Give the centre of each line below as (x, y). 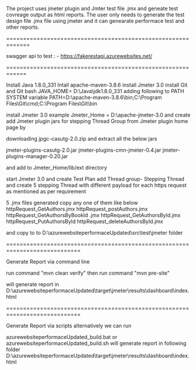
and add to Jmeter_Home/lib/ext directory (56, 167)
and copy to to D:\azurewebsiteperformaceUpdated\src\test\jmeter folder (94, 233)
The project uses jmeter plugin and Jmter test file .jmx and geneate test (92, 8)
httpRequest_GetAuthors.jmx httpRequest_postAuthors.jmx (77, 209)
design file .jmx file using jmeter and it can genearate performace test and (95, 21)
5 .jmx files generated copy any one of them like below (72, 203)
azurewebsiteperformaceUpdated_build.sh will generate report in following (96, 343)
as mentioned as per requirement (46, 191)
